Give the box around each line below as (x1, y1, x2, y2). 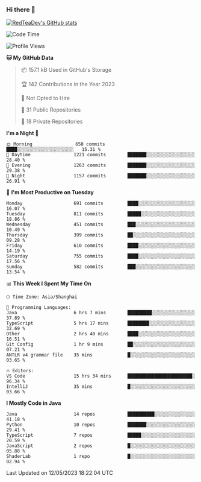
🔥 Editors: (6, 368, 34, 374)
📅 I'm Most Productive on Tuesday (6, 189, 94, 196)
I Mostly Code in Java (6, 399, 61, 407)
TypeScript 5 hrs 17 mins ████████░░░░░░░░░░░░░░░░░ (6, 320, 196, 326)
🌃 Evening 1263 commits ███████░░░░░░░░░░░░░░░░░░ (6, 162, 196, 168)
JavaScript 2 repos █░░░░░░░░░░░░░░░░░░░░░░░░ (6, 443, 196, 449)
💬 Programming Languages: (6, 305, 71, 311)
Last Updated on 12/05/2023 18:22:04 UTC (6, 469, 113, 477)
